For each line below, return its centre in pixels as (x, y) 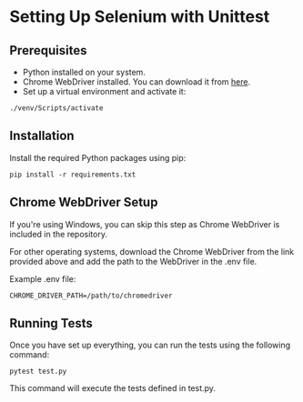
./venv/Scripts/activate (56, 108)
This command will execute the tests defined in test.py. (113, 388)
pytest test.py (38, 372)
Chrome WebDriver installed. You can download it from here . (136, 82)
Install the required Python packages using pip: (98, 157)
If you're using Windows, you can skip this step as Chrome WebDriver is (145, 224)
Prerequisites (48, 50)
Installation (42, 136)
